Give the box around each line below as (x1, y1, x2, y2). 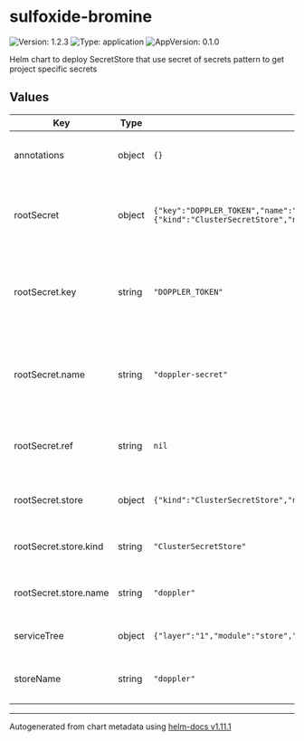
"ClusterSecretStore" (153, 541, 247, 551)
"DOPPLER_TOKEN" (153, 287, 223, 297)
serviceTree (14, 629, 64, 641)
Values (9, 90, 50, 105)
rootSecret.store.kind (14, 540, 104, 553)
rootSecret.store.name (14, 586, 109, 599)
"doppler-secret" (153, 369, 228, 379)
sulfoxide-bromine (9, 6, 152, 27)
